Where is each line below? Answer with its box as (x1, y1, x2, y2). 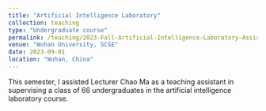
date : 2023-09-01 (8, 48, 66, 56)
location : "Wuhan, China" (8, 56, 93, 64)
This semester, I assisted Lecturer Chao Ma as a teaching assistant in (8, 76, 234, 87)
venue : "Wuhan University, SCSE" (8, 41, 119, 49)
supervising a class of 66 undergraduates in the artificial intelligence (8, 85, 232, 94)
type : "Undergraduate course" (8, 26, 108, 34)
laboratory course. (8, 94, 69, 103)
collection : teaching (8, 19, 80, 27)
